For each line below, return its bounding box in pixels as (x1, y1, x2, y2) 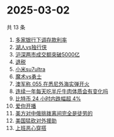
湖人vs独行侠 (15, 44, 48, 51)
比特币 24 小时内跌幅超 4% (15, 95, 81, 102)
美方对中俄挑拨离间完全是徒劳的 (15, 109, 93, 116)
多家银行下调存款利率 (15, 36, 67, 43)
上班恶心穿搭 (15, 124, 46, 131)
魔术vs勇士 (15, 73, 42, 80)
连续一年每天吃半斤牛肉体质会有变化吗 (15, 88, 108, 95)
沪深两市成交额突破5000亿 (15, 51, 80, 58)
